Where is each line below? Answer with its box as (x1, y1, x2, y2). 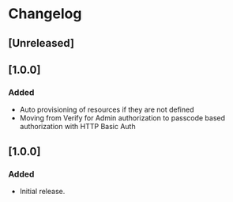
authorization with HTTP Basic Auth (19, 122, 136, 131)
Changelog (8, 5, 82, 23)
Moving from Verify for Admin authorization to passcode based (19, 113, 226, 123)
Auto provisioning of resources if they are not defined (19, 105, 194, 115)
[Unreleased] (8, 36, 75, 50)
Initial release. (19, 186, 66, 196)
